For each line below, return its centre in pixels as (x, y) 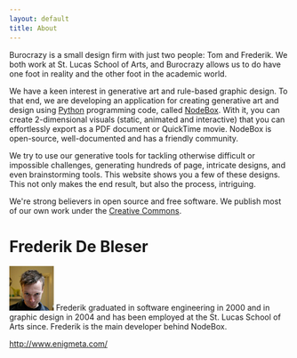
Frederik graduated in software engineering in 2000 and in (163, 308)
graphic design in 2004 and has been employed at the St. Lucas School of (145, 317)
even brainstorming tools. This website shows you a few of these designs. (145, 175)
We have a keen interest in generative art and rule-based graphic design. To (148, 91)
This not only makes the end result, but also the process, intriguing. (132, 183)
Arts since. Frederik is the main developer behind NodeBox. (118, 327)
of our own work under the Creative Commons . (96, 210)
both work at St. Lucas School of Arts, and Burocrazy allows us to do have (145, 64)
